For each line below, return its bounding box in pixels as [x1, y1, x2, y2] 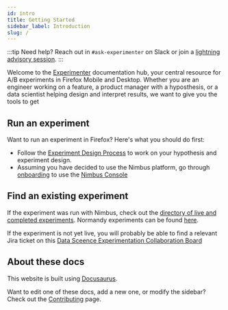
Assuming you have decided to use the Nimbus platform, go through [16, 164, 210, 172]
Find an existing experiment [7, 190, 129, 202]
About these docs [7, 256, 85, 268]
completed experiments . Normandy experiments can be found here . [7, 216, 199, 224]
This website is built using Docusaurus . [7, 274, 118, 283]
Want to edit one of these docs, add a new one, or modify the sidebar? [7, 287, 207, 296]
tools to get [7, 97, 40, 106]
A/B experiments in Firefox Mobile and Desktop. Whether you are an [7, 76, 200, 84]
